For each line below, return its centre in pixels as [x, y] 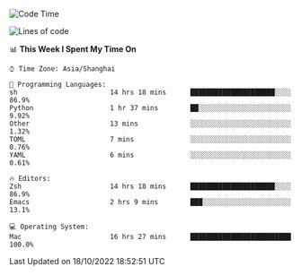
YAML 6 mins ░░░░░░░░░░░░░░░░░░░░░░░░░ [150, 155]
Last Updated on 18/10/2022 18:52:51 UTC [87, 261]
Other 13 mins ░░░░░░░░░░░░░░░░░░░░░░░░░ [150, 124]
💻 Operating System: [49, 227]
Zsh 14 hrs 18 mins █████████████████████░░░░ [150, 186]
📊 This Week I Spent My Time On [73, 49]
